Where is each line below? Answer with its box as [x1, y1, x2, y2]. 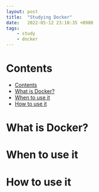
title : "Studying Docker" [6, 14, 72, 20]
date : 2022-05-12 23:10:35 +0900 [6, 20, 94, 25]
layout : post [6, 8, 38, 15]
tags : [6, 25, 19, 31]
